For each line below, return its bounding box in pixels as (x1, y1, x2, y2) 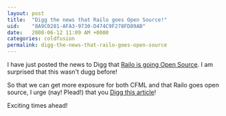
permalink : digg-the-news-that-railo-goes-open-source (7, 42, 168, 48)
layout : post (7, 10, 45, 17)
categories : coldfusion (7, 35, 76, 42)
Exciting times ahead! (7, 102, 68, 109)
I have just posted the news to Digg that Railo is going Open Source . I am (7, 61, 214, 68)
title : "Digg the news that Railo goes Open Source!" (7, 16, 168, 23)
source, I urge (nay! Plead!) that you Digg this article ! (7, 88, 157, 96)
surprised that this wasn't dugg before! (7, 68, 118, 76)
